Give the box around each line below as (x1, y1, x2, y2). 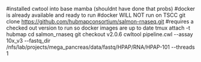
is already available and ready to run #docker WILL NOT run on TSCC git (6, 11, 186, 19)
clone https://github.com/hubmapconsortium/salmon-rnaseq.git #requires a (6, 18, 194, 25)
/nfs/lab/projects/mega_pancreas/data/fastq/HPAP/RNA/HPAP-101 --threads (6, 43, 195, 51)
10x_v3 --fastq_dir (6, 37, 51, 44)
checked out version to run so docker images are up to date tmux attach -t (6, 24, 191, 31)
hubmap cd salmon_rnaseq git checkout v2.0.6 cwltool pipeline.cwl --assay (6, 31, 193, 38)
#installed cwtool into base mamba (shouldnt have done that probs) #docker (6, 5, 196, 12)
